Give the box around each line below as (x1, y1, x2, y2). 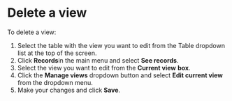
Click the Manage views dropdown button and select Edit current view (17, 71, 224, 79)
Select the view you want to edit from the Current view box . (17, 63, 191, 72)
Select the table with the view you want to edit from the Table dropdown (17, 41, 226, 49)
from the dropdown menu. (17, 78, 93, 86)
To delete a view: (7, 28, 57, 36)
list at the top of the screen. (17, 49, 97, 57)
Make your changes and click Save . (17, 86, 121, 94)
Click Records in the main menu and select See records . (17, 56, 179, 64)
